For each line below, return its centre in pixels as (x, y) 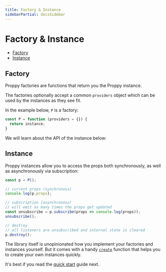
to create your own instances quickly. (43, 255)
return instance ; (28, 124)
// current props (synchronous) (38, 189)
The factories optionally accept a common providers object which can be (80, 95)
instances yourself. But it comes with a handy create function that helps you (83, 250)
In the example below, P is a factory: (42, 110)
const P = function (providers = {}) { (46, 119)
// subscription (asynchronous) (38, 203)
